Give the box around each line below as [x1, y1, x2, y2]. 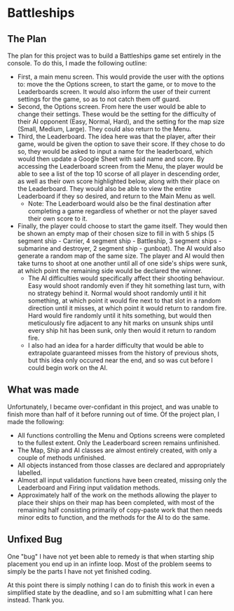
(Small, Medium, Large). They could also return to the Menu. [17, 125, 191, 133]
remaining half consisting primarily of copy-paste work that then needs [17, 506, 223, 514]
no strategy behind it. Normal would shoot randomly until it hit [27, 289, 207, 297]
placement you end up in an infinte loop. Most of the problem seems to [7, 560, 212, 568]
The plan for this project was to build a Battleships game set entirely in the [7, 51, 221, 60]
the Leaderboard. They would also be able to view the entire [17, 185, 191, 192]
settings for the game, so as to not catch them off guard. [17, 95, 181, 103]
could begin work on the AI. [27, 364, 108, 372]
